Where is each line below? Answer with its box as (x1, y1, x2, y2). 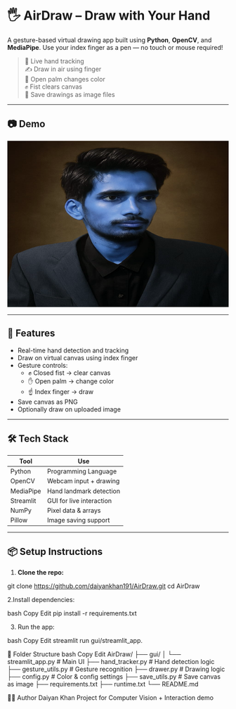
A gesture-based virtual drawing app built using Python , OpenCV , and (7, 35, 212, 44)
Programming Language (46, 467, 117, 475)
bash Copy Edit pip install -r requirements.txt (7, 608, 137, 618)
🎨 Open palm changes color (24, 75, 105, 83)
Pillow (10, 516, 28, 525)
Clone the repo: (17, 568, 65, 576)
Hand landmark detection (46, 487, 121, 495)
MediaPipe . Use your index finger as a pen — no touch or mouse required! (7, 43, 223, 51)
